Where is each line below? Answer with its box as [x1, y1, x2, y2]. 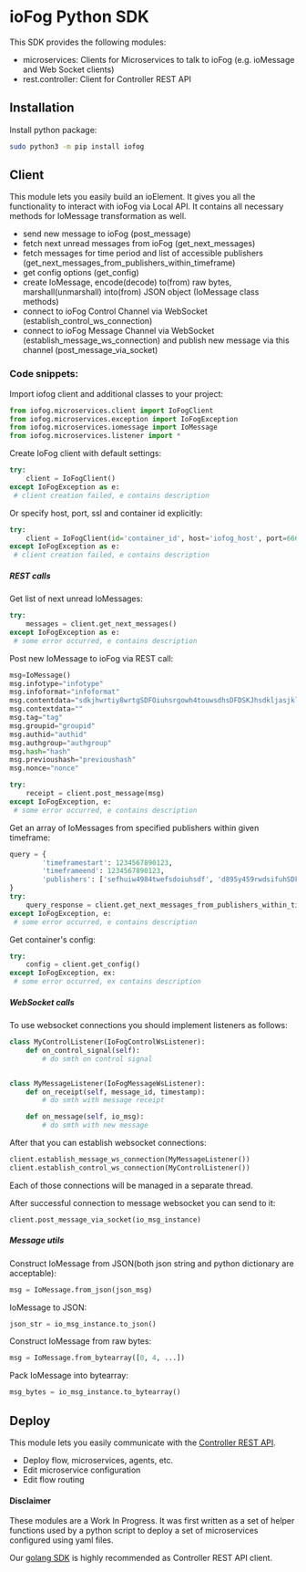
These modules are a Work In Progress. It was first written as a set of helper [9, 1515, 295, 1526]
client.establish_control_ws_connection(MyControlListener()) [9, 1163, 250, 1172]
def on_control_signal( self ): [25, 1046, 141, 1055]
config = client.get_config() [25, 960, 141, 969]
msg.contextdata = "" [9, 704, 84, 713]
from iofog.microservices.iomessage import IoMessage [9, 422, 219, 432]
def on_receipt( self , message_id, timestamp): [25, 1088, 206, 1097]
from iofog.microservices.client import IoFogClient [9, 406, 214, 415]
